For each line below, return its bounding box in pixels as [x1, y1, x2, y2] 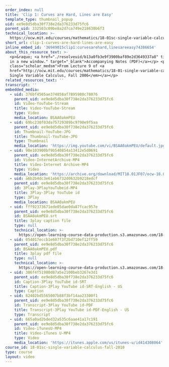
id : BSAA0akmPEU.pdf [14, 247, 57, 252]
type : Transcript [14, 312, 51, 317]
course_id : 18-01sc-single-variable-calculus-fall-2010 [5, 345, 125, 350]
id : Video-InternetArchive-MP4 [14, 157, 80, 162]
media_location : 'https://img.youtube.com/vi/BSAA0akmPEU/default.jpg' [14, 143, 167, 149]
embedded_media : [5, 87, 39, 92]
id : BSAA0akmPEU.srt [14, 214, 57, 219]
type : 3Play [14, 195, 39, 200]
